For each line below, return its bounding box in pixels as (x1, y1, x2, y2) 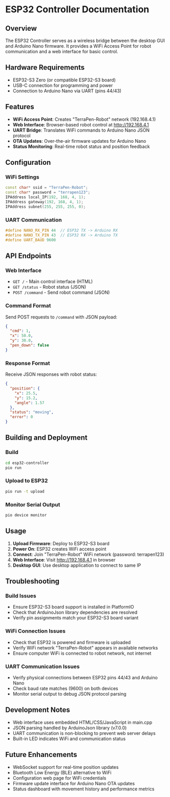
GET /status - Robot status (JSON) (12, 284, 87, 290)
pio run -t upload (5, 489, 45, 494)
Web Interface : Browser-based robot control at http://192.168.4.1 (12, 121, 150, 127)
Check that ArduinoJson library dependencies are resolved (12, 609, 138, 615)
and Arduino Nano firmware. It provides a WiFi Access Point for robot (5, 43, 152, 49)
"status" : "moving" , (10, 410, 54, 415)
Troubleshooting (5, 577, 60, 586)
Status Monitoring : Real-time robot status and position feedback (12, 143, 150, 149)
